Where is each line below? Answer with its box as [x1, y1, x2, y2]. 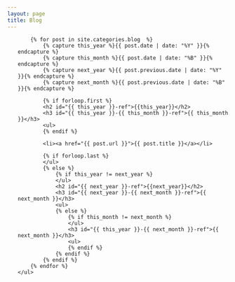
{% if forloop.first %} [43, 97, 112, 104]
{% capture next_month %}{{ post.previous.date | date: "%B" [43, 78, 226, 86]
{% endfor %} [30, 262, 69, 269]
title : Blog [7, 17, 42, 24]
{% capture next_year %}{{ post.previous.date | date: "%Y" [43, 66, 222, 73]
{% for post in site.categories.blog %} [30, 36, 153, 43]
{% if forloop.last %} [43, 152, 109, 160]
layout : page [7, 10, 46, 17]
